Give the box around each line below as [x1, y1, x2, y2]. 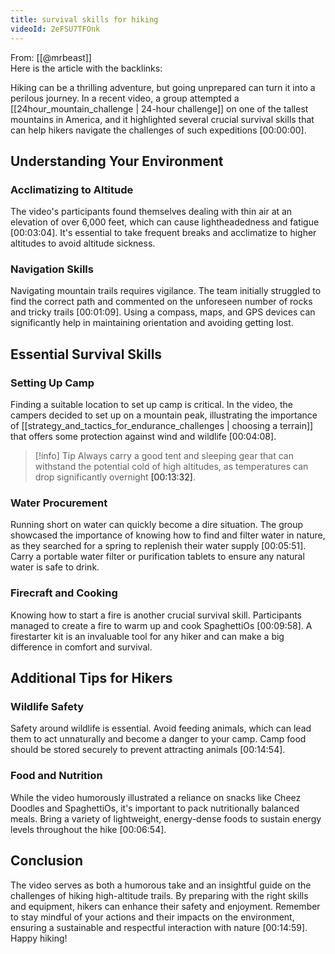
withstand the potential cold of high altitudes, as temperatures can [34, 461, 309, 473]
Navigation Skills [10, 262, 94, 276]
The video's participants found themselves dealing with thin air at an [10, 206, 293, 218]
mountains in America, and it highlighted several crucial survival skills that [10, 113, 315, 125]
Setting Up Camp [10, 376, 95, 390]
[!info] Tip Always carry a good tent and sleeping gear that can [34, 450, 294, 462]
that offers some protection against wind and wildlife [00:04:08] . [10, 431, 277, 443]
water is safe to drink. [10, 561, 100, 573]
